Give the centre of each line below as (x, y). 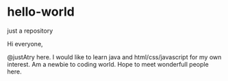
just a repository (30, 31)
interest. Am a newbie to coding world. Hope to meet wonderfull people (108, 64)
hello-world (41, 12)
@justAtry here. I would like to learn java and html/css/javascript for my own (114, 57)
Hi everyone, (25, 44)
